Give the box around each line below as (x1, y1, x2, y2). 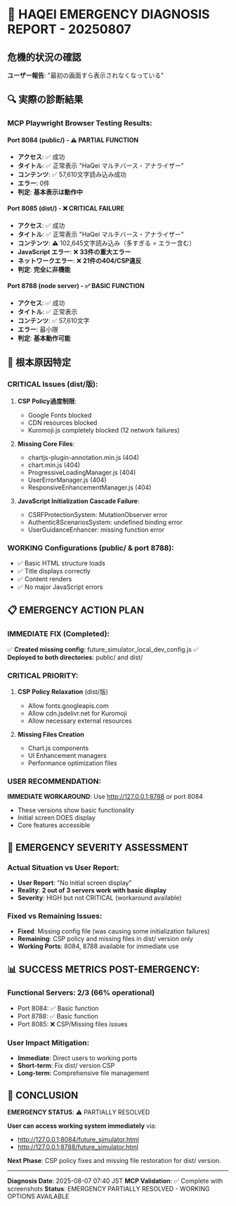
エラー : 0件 (17, 179, 51, 187)
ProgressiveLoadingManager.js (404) (27, 468, 136, 476)
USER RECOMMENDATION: (7, 776, 102, 786)
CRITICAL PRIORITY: (7, 671, 79, 680)
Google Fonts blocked (27, 411, 92, 419)
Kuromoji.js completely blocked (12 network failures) (27, 425, 181, 434)
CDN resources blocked (27, 418, 98, 427)
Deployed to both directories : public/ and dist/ (7, 653, 143, 661)
